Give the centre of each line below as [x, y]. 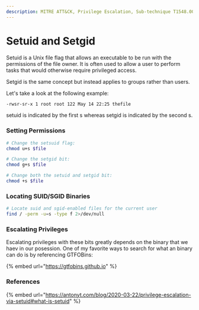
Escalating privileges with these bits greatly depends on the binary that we [97, 242]
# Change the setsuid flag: [41, 143]
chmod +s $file [25, 181]
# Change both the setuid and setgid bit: [59, 176]
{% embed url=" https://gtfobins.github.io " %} [62, 266]
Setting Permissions [36, 131]
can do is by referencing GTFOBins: [50, 255]
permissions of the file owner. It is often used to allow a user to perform [93, 64]
